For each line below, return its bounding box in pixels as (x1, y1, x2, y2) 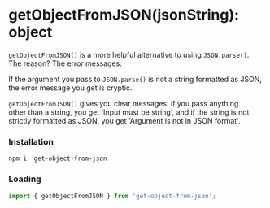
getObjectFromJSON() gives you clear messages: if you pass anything (8, 98, 239, 108)
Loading (8, 173, 42, 184)
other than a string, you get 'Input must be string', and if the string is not (8, 107, 250, 117)
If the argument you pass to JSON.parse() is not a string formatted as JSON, (8, 74, 263, 84)
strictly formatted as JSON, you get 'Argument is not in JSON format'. (8, 115, 241, 125)
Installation (8, 136, 54, 147)
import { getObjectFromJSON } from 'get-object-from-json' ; (8, 192, 217, 200)
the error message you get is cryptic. (8, 83, 133, 93)
